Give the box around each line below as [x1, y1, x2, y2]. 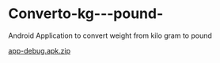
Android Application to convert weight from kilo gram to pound [8, 31, 212, 40]
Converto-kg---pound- [8, 5, 164, 23]
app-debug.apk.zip [8, 46, 71, 55]
